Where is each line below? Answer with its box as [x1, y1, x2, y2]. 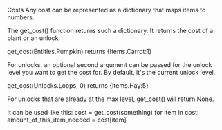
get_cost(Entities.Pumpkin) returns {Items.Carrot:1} [7, 48, 152, 55]
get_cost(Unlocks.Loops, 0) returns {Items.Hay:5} [7, 82, 149, 89]
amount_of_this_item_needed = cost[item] [7, 115, 127, 124]
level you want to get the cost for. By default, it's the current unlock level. [7, 68, 216, 76]
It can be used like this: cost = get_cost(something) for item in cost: [7, 109, 199, 116]
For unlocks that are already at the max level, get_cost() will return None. [7, 95, 214, 103]
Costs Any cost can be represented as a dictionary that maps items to [7, 6, 206, 14]
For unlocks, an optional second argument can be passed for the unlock [7, 61, 212, 68]
